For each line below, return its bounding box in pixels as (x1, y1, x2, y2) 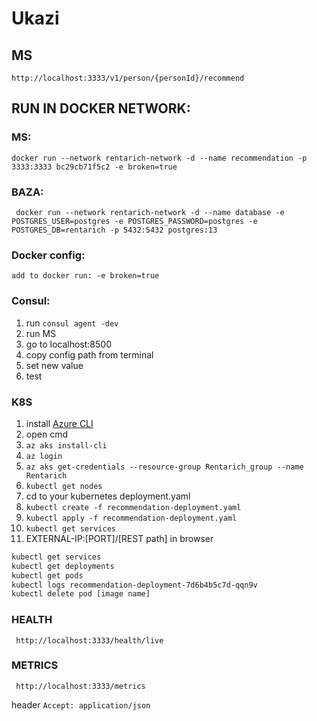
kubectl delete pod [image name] (11, 589, 151, 599)
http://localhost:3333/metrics (15, 681, 146, 691)
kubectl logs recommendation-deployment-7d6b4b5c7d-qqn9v (11, 580, 258, 590)
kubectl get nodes (25, 481, 103, 491)
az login (25, 451, 63, 461)
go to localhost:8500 (25, 338, 112, 350)
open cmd (25, 428, 68, 440)
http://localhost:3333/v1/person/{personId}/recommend (11, 73, 245, 83)
